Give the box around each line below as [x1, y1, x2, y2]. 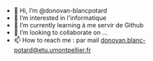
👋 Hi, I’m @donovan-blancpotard [13, 7, 107, 14]
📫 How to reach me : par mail [13, 36, 99, 44]
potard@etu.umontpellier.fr [13, 46, 91, 54]
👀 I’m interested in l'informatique [13, 14, 107, 22]
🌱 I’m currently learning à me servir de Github [13, 21, 144, 29]
